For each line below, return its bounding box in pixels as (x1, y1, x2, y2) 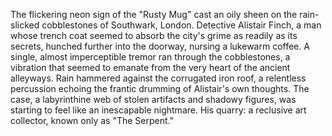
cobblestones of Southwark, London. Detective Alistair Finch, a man (41, 19, 322, 31)
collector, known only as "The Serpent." (10, 115, 174, 126)
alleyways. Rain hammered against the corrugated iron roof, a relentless (10, 72, 307, 84)
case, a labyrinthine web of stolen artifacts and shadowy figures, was (10, 94, 297, 105)
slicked (10, 19, 40, 31)
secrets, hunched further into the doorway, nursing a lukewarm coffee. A (10, 40, 310, 52)
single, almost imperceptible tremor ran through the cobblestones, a (10, 51, 291, 63)
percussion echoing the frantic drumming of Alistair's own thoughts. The (10, 83, 310, 94)
